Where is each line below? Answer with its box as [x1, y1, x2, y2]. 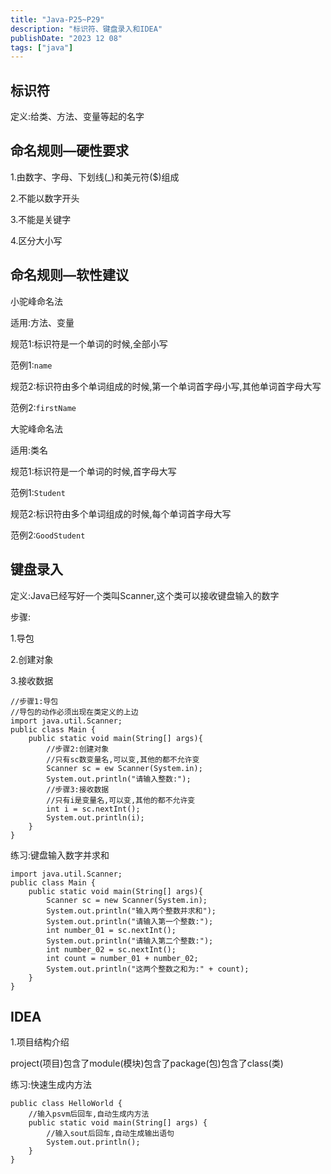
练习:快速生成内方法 [10, 1079, 93, 1091]
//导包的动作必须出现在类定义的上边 [10, 707, 139, 717]
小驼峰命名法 [10, 295, 63, 307]
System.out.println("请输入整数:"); [46, 774, 192, 784]
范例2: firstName [10, 401, 77, 413]
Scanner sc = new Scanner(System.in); [46, 895, 208, 905]
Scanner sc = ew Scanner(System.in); [46, 763, 203, 773]
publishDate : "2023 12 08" [10, 33, 123, 43]
